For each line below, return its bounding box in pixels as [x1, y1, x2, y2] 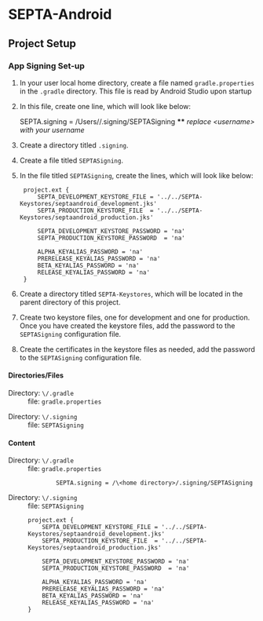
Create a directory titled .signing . [19, 140, 129, 150]
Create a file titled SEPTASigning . [19, 155, 124, 165]
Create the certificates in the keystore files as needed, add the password [19, 344, 255, 354]
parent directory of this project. [19, 297, 121, 307]
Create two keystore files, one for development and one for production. [19, 312, 250, 322]
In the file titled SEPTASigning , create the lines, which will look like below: [19, 170, 254, 180]
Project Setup [8, 37, 77, 50]
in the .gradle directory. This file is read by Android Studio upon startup [19, 86, 253, 96]
